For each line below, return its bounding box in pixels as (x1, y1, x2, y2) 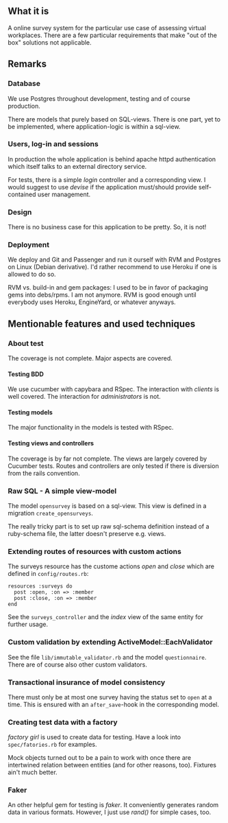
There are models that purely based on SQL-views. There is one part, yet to (8, 115, 221, 123)
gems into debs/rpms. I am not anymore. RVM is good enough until (8, 291, 197, 299)
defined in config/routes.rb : (8, 570, 89, 578)
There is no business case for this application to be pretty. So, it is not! (8, 223, 207, 231)
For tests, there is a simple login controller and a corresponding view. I (8, 175, 206, 184)
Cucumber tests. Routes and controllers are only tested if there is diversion (8, 461, 219, 470)
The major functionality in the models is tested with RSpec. (8, 424, 174, 432)
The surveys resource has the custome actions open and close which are (8, 562, 215, 570)
